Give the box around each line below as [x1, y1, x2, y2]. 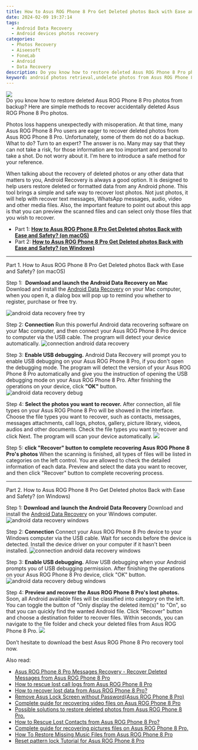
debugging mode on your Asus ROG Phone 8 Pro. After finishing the [6, 376, 171, 384]
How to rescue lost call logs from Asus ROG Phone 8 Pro [14, 681, 153, 688]
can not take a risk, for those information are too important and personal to [6, 146, 187, 153]
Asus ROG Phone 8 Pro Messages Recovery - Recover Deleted [14, 668, 167, 675]
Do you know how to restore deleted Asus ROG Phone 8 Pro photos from [6, 97, 183, 104]
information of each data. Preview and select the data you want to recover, [6, 463, 187, 471]
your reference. [6, 159, 44, 166]
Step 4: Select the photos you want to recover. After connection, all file [6, 401, 181, 408]
